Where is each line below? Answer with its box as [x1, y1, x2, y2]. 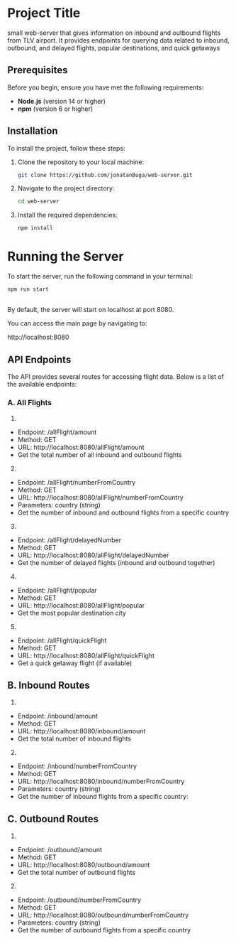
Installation [7, 125, 58, 137]
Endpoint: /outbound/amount [17, 846, 103, 854]
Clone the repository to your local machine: [17, 158, 144, 166]
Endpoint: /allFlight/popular [17, 586, 97, 594]
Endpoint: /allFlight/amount [17, 428, 97, 436]
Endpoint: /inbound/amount [17, 712, 98, 721]
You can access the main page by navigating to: [7, 319, 147, 328]
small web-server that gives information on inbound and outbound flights [7, 28, 221, 37]
